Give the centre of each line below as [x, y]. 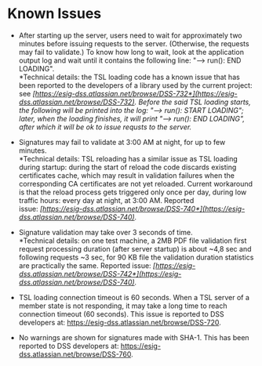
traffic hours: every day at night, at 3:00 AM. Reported [106, 200]
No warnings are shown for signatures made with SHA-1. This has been [134, 337]
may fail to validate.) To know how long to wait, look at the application [131, 52]
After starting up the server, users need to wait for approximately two [130, 35]
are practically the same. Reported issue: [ [87, 265]
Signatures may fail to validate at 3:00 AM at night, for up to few [122, 142]
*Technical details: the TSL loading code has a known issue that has [129, 77]
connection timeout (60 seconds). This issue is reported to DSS [121, 313]
